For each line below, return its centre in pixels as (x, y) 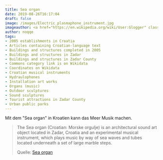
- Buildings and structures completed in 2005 (53, 50)
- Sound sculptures (25, 95)
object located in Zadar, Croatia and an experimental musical (78, 132)
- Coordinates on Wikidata (32, 68)
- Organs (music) (23, 86)
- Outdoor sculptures (27, 91)
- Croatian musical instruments (38, 73)
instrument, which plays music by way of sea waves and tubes (79, 138)
